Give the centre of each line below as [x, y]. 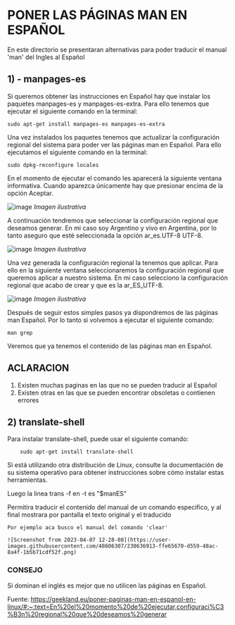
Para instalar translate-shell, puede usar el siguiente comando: [98, 439]
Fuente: [18, 599]
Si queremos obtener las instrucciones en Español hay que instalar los [109, 96]
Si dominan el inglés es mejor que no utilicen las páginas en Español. [107, 586]
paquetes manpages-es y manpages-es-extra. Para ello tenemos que [108, 104]
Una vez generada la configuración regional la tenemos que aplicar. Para [113, 262]
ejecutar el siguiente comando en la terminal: [72, 111]
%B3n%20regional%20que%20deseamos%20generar [87, 614]
